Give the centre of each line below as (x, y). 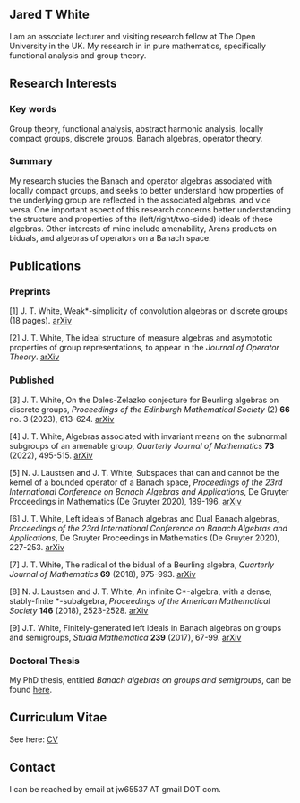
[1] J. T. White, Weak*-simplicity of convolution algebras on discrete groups (149, 311)
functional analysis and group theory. (78, 55)
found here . (30, 690)
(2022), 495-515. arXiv (51, 455)
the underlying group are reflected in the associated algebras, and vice (140, 200)
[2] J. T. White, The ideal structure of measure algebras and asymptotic (141, 338)
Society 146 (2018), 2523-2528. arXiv (79, 610)
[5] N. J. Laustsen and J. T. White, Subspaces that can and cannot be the (144, 472)
